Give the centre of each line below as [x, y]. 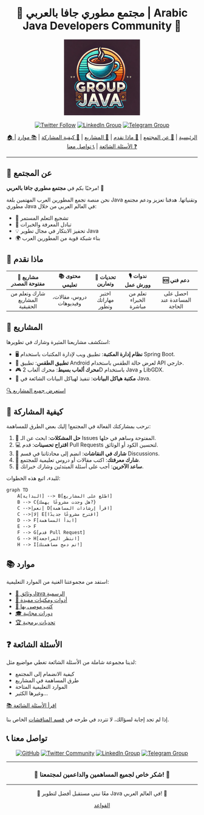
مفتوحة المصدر [28, 283]
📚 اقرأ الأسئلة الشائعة [31, 705]
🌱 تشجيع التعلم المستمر [42, 218]
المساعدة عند [176, 300]
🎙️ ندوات [138, 276]
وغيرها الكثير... [32, 693]
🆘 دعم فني [176, 280]
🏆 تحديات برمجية [35, 623]
